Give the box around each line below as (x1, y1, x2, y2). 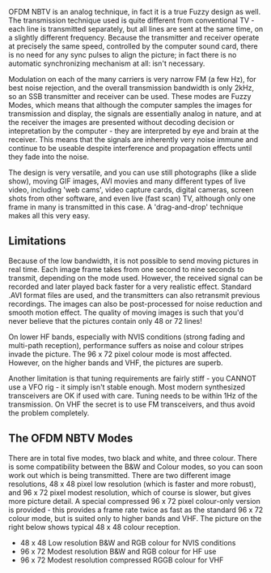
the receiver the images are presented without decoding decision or (8, 118, 235, 127)
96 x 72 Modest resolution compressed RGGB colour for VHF (19, 555, 224, 565)
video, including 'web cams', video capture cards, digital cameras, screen (8, 185, 254, 194)
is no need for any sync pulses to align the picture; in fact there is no (8, 50, 237, 59)
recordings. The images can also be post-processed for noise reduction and (8, 299, 263, 308)
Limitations (8, 235, 66, 248)
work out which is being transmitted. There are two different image (8, 470, 231, 480)
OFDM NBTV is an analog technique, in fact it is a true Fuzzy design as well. (8, 7, 261, 16)
